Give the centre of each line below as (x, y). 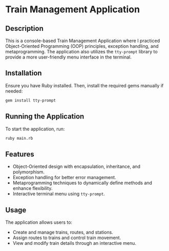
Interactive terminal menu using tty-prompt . (59, 194)
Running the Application (45, 117)
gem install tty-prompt (31, 100)
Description (24, 28)
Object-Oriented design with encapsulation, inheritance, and (77, 167)
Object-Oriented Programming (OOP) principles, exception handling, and (82, 46)
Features (20, 154)
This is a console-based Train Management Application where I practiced (83, 41)
